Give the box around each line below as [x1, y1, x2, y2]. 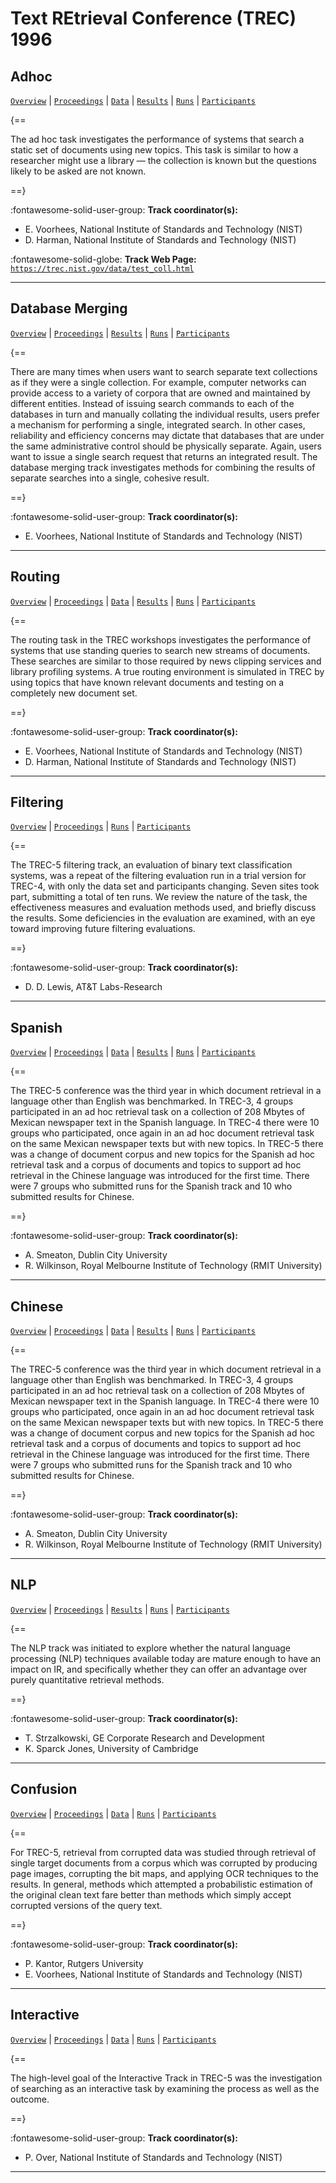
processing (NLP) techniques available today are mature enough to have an [10, 1652, 322, 1664]
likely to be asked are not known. [10, 165, 147, 177]
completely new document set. [10, 687, 138, 699]
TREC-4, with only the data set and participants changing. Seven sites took [10, 880, 320, 892]
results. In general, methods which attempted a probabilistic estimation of [10, 1878, 314, 1890]
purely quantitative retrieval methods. [10, 1673, 165, 1686]
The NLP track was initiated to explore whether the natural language [10, 1642, 292, 1654]
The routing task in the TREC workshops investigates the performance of [10, 633, 312, 646]
